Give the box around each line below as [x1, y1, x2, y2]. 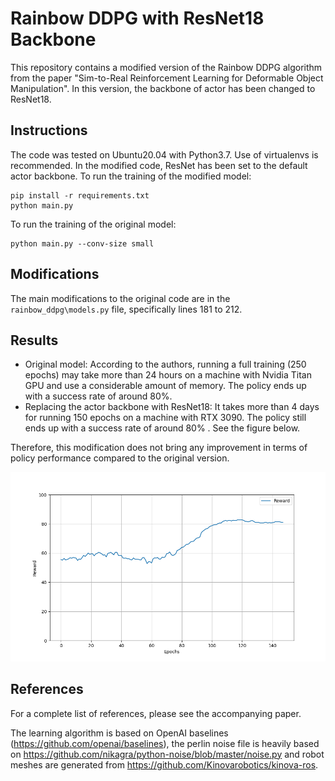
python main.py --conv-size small [10, 238, 155, 249]
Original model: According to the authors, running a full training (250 [24, 358, 307, 371]
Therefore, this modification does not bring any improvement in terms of [10, 442, 308, 454]
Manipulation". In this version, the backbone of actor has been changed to [10, 82, 316, 94]
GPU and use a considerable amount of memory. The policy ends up [24, 380, 307, 392]
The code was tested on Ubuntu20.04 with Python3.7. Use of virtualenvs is [10, 148, 319, 161]
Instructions [10, 122, 88, 139]
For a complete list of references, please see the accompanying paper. [10, 707, 302, 719]
